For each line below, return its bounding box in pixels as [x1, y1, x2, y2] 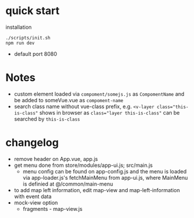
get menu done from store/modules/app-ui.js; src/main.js [14, 162, 153, 169]
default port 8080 [14, 50, 57, 57]
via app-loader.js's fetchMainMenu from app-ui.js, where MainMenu [22, 174, 188, 181]
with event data [14, 193, 52, 200]
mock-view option [14, 199, 58, 206]
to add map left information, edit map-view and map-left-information [14, 186, 180, 193]
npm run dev [5, 40, 35, 46]
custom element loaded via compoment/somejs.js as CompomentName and [14, 90, 185, 98]
